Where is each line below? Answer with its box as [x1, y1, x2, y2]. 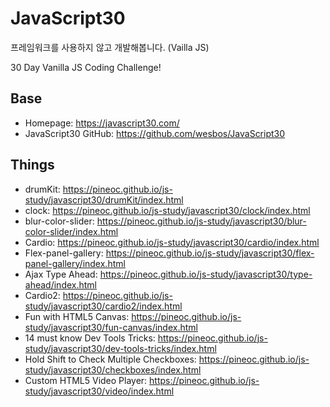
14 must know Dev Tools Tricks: [24, 332, 156, 344]
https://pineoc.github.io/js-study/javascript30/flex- [105, 247, 315, 259]
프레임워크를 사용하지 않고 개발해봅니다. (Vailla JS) [10, 41, 210, 53]
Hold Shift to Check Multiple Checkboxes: [24, 353, 197, 365]
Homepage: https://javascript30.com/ [24, 117, 180, 129]
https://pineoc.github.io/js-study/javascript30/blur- [96, 215, 307, 227]
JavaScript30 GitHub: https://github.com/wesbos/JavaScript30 [24, 127, 286, 139]
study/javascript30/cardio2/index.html [24, 300, 183, 312]
